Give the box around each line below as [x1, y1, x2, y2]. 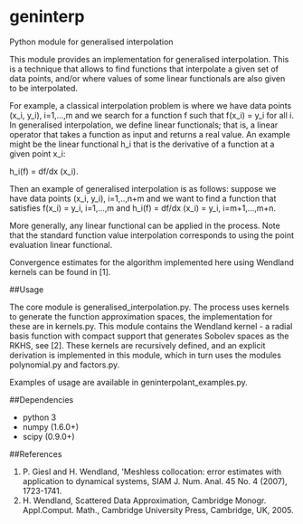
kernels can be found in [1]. [9, 266, 111, 277]
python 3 [22, 412, 57, 423]
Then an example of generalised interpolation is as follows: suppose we [9, 183, 277, 194]
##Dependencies [9, 394, 74, 405]
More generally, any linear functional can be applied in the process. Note [9, 220, 280, 231]
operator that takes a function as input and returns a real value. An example [9, 129, 291, 139]
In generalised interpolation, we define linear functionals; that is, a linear [9, 119, 279, 130]
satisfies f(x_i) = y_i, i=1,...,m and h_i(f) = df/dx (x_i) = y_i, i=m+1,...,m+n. [9, 202, 277, 214]
